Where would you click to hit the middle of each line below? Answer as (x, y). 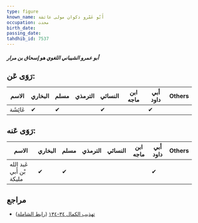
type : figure (23, 11)
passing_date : (24, 33)
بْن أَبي (18, 172)
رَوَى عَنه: (21, 131)
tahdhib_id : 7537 (28, 39)
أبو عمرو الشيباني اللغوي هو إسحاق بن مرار (53, 58)
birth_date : (21, 28)
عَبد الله (19, 164)
